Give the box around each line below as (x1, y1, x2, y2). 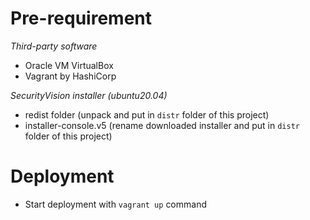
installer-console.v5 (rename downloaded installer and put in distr (24, 119, 300, 131)
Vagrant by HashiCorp (24, 70, 117, 82)
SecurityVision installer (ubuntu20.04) (10, 89, 168, 101)
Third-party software (10, 40, 98, 52)
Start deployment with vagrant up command (24, 198, 207, 210)
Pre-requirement (10, 7, 153, 30)
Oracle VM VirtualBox (24, 59, 114, 71)
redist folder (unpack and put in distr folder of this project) (24, 108, 270, 121)
